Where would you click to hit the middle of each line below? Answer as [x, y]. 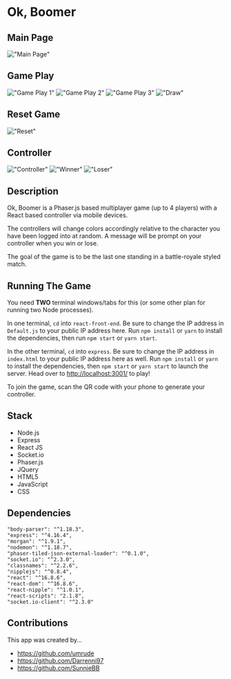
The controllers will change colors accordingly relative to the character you [114, 228]
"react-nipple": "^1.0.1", [46, 590]
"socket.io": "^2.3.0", [41, 559]
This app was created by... [45, 640]
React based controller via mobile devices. [68, 215]
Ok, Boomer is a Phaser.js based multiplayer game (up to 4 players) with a [112, 208]
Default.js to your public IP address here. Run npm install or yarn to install [115, 331]
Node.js [28, 433]
